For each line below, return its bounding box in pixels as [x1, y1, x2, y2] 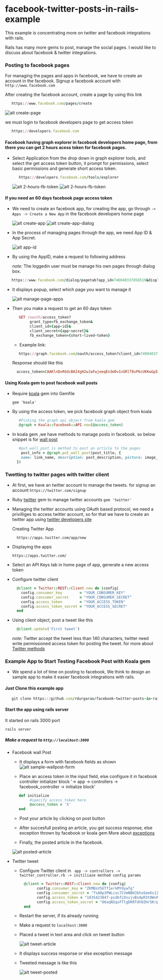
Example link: [19, 342, 46, 347]
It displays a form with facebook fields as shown [19, 759, 116, 764]
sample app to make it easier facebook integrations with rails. [12, 674, 135, 680]
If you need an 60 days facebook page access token [5, 195, 113, 200]
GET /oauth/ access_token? [18, 315, 71, 320]
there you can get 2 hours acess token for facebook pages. [5, 145, 127, 150]
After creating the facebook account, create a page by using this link [5, 91, 142, 98]
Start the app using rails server [5, 707, 69, 712]
